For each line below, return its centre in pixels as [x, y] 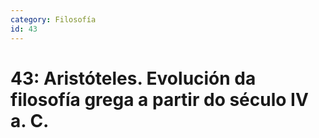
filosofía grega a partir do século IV [159, 99]
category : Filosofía [53, 19]
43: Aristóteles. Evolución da [133, 78]
